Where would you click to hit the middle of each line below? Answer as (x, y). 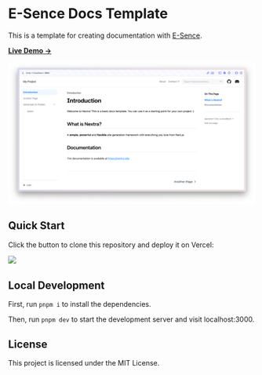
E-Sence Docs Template (88, 14)
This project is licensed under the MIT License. (84, 363)
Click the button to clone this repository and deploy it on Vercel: (111, 245)
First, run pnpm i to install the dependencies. (80, 304)
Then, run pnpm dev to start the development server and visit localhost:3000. (131, 319)
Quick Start (36, 226)
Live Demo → (30, 50)
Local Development (56, 286)
